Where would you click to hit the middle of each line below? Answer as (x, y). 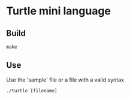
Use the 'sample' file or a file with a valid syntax (65, 80)
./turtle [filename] (32, 91)
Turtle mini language (59, 11)
